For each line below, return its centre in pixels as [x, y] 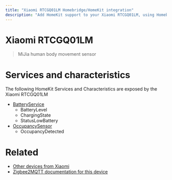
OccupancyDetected [42, 131]
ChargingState [36, 115]
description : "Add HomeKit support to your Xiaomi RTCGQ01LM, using [80, 15]
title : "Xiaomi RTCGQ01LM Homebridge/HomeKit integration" [70, 10]
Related [22, 152]
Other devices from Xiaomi [41, 166]
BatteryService [28, 104]
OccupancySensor [32, 126]
